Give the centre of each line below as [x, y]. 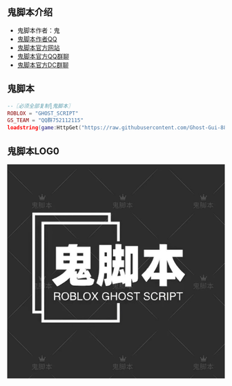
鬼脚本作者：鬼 [38, 30]
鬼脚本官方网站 [38, 48]
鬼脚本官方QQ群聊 [43, 56]
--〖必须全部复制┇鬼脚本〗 [40, 106]
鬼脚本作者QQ [37, 39]
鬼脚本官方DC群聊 [43, 65]
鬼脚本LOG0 [33, 151]
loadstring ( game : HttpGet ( [44, 128]
